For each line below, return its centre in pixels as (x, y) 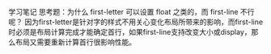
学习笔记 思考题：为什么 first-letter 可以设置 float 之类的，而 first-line (123, 12)
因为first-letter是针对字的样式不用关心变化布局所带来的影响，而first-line (144, 22)
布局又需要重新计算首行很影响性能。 (75, 42)
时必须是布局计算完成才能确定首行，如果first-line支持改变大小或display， (130, 32)
